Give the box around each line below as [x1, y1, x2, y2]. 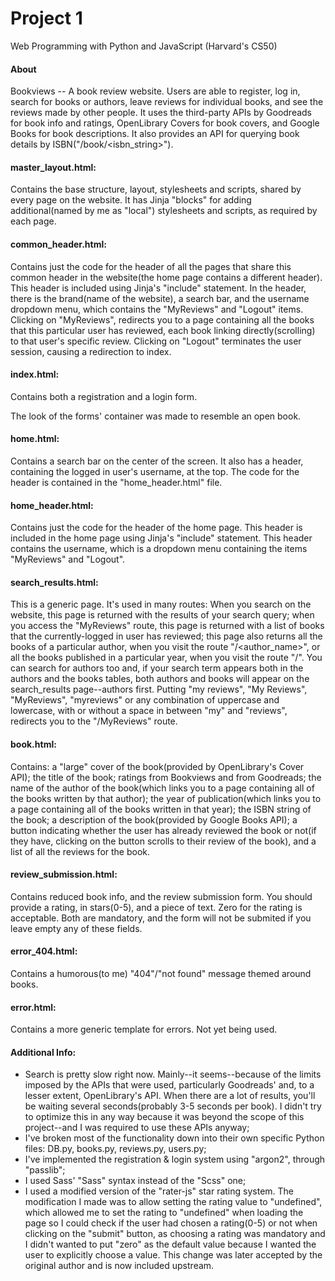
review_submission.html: [10, 868, 118, 881]
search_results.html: [10, 576, 99, 588]
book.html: [10, 738, 57, 750]
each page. [10, 215, 57, 227]
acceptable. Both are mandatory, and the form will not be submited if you [10, 912, 312, 924]
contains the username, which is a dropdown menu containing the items [10, 543, 308, 555]
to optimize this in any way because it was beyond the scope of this [24, 1111, 305, 1123]
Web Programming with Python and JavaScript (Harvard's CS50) [10, 40, 278, 52]
